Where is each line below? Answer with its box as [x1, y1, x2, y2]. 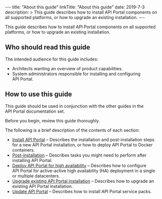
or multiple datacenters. [12, 173, 60, 179]
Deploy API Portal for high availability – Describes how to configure [12, 162, 147, 168]
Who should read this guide [5, 43, 90, 52]
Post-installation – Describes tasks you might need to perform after [12, 152, 147, 158]
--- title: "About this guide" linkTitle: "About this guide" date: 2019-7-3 [5, 4, 145, 10]
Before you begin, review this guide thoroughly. [5, 118, 100, 123]
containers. [12, 147, 35, 153]
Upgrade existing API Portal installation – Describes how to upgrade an [12, 178, 154, 184]
